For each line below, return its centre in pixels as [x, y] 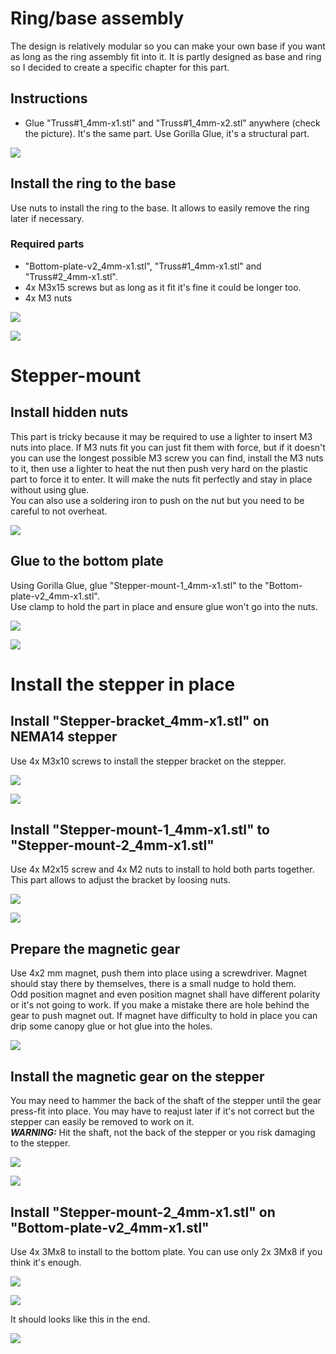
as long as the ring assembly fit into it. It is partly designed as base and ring [166, 56]
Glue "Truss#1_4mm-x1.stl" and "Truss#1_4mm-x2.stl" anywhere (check [172, 123]
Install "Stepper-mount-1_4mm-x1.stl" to [140, 830]
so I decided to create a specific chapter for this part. [120, 67]
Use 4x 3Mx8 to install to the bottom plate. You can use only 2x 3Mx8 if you [166, 1251]
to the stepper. [40, 1143]
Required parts [47, 244]
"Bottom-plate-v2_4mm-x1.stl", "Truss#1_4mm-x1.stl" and [143, 266]
